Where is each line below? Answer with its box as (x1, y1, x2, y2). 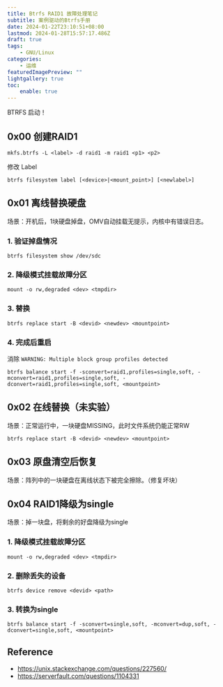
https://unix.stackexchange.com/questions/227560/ (17, 665, 167, 673)
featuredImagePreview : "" (7, 68, 82, 75)
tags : (7, 43, 23, 50)
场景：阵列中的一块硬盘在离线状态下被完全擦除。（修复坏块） (7, 475, 181, 484)
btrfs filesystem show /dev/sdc (7, 253, 101, 260)
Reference (7, 646, 54, 658)
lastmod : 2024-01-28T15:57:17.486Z (7, 29, 111, 37)
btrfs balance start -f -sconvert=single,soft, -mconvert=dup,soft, (7, 621, 210, 628)
